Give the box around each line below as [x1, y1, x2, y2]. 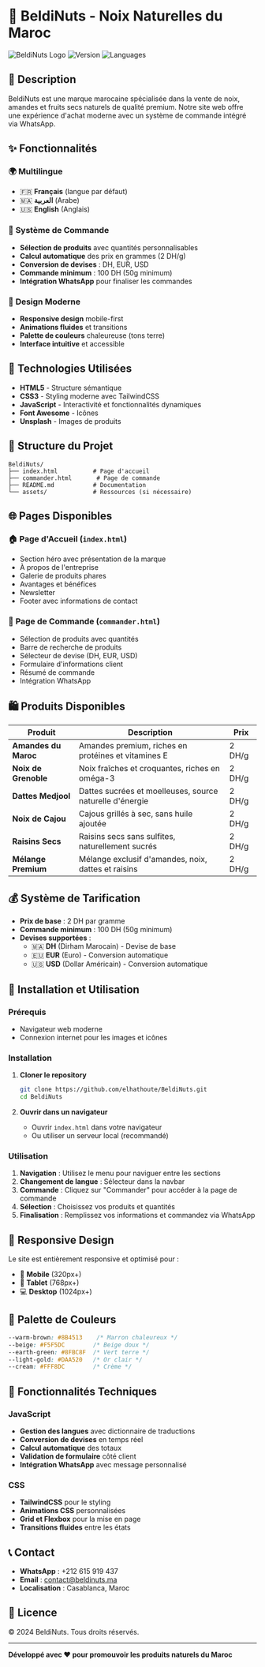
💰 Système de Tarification [8, 891, 140, 905]
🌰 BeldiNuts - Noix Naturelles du [8, 7, 223, 25]
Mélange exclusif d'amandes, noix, [78, 854, 207, 865]
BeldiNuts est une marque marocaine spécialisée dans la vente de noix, [8, 94, 241, 103]
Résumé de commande [19, 667, 95, 677]
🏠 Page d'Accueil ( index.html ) [8, 533, 128, 544]
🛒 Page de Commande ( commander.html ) [8, 616, 160, 627]
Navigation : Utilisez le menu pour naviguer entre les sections [19, 1168, 221, 1178]
